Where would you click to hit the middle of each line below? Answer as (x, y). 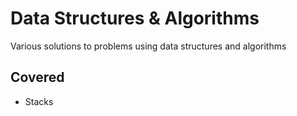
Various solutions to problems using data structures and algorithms (148, 46)
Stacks (39, 101)
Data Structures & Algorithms (135, 18)
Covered (37, 77)
